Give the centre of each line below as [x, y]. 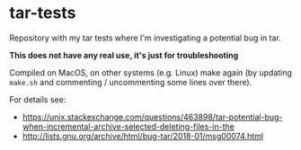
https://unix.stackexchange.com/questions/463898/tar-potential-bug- [152, 117]
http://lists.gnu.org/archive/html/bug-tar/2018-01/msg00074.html [142, 136]
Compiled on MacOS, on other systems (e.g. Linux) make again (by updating [150, 72]
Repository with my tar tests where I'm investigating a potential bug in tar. [145, 38]
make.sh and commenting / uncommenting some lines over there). [131, 82]
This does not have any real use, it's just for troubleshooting [124, 55]
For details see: [38, 99]
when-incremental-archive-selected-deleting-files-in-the [128, 126]
